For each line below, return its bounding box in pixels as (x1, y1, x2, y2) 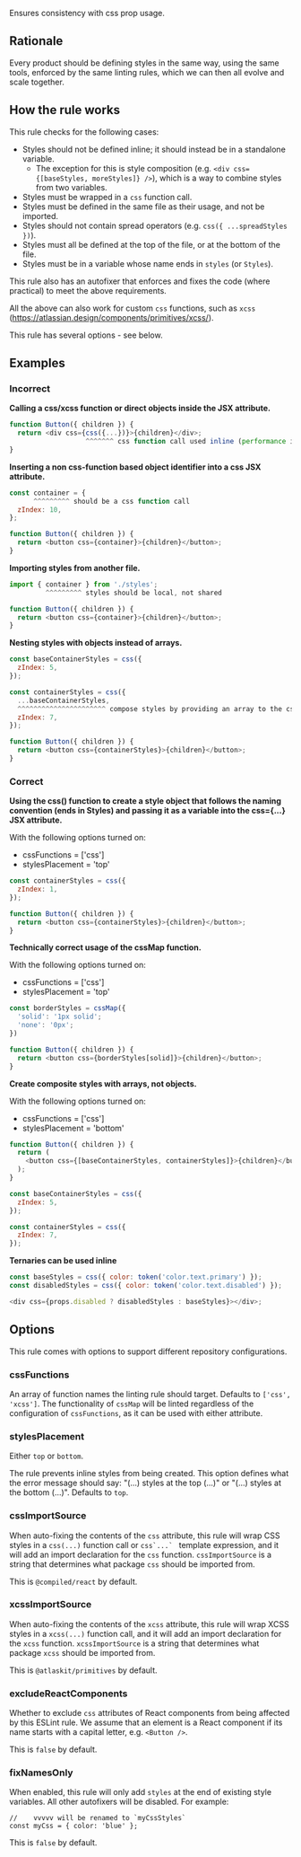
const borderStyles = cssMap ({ (9, 1004, 126, 1013)
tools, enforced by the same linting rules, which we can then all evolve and (9, 66, 285, 77)
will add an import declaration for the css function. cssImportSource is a (9, 1549, 271, 1560)
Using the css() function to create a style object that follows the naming (9, 796, 282, 806)
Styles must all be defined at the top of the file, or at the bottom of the (21, 239, 280, 250)
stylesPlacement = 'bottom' (21, 1122, 125, 1133)
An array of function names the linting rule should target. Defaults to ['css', (9, 1388, 291, 1399)
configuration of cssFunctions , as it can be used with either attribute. (9, 1407, 263, 1418)
